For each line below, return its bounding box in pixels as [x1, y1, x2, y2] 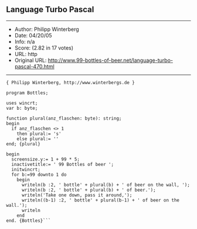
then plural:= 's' [16, 131, 62, 137]
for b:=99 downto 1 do [11, 172, 67, 178]
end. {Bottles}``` [6, 217, 51, 224]
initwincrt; [11, 166, 41, 172]
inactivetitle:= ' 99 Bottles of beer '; [11, 161, 114, 167]
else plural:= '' [16, 136, 59, 142]
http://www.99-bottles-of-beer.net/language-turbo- [47, 57, 173, 64]
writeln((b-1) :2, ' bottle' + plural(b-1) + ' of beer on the [21, 197, 180, 203]
